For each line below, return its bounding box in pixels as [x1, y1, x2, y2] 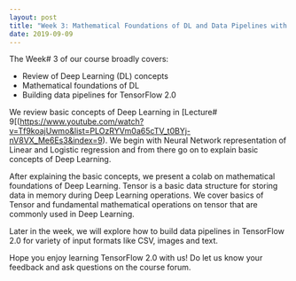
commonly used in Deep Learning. [9, 209, 135, 220]
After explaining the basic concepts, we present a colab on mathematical [9, 171, 276, 182]
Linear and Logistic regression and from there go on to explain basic [9, 144, 259, 155]
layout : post [9, 12, 58, 22]
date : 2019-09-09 [9, 29, 74, 38]
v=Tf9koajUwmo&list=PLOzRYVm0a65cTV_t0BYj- [9, 126, 191, 137]
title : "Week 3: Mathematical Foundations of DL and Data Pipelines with [9, 21, 288, 30]
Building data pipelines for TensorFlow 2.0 [21, 90, 177, 100]
